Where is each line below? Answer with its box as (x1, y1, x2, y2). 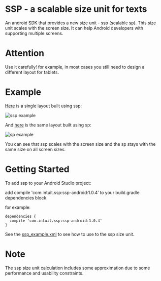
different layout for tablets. (5, 69, 59, 75)
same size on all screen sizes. (5, 146, 66, 152)
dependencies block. (5, 195, 48, 201)
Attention (5, 48, 44, 59)
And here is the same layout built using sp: (5, 122, 92, 128)
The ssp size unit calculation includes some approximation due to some (5, 265, 150, 271)
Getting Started (5, 164, 70, 175)
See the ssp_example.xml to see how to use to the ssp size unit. (5, 231, 134, 237)
